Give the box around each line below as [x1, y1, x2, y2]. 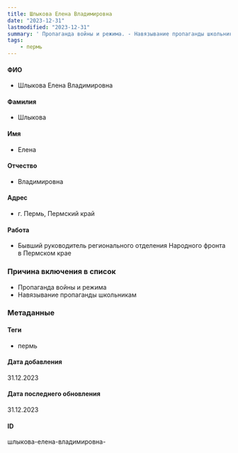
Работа [7, 225, 30, 234]
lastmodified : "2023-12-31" [7, 23, 91, 31]
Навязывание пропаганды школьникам [17, 290, 137, 299]
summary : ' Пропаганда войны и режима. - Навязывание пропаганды [7, 30, 204, 38]
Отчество [7, 161, 38, 170]
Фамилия [7, 97, 37, 106]
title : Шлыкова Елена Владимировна [7, 10, 113, 18]
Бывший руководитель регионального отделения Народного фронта [17, 241, 226, 250]
